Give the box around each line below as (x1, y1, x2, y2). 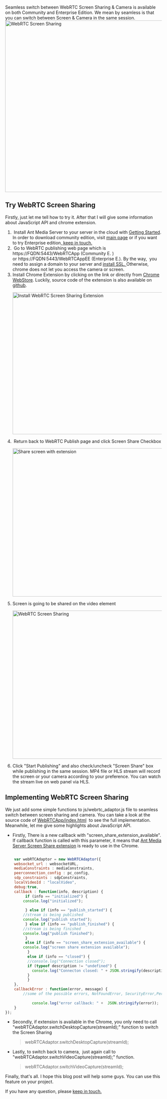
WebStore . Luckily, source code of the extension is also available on (12, 277, 152, 283)
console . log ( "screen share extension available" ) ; (23, 945, 130, 950)
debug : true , (14, 884, 39, 889)
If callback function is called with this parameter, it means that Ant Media (12, 837, 162, 843)
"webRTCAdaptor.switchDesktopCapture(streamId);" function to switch (12, 1024, 159, 1030)
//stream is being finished (23, 926, 81, 931)
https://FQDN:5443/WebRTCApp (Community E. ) (12, 250, 114, 256)
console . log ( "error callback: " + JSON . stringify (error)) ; (31, 1001, 159, 1006)
